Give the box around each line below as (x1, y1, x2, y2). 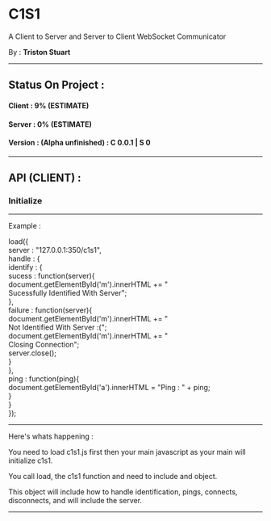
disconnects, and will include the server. (8, 496, 143, 506)
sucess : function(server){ (8, 271, 95, 281)
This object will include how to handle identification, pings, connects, (8, 487, 238, 497)
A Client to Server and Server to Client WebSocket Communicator (8, 32, 227, 41)
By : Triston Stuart (8, 47, 71, 57)
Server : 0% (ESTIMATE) (8, 119, 93, 129)
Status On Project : (8, 78, 105, 92)
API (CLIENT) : (8, 171, 82, 185)
